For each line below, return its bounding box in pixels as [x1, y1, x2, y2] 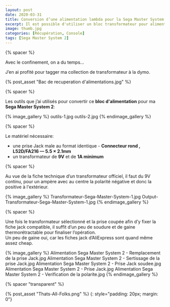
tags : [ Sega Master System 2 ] [5, 36, 69, 41]
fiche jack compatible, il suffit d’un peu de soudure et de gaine [5, 224, 136, 230]
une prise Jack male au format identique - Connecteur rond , [12, 142, 141, 149]
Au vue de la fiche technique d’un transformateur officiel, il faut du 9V [5, 173, 151, 179]
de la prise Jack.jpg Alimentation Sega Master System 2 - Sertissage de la [5, 255, 160, 261]
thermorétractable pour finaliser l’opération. [5, 229, 96, 235]
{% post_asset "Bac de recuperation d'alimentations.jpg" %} [5, 79, 132, 85]
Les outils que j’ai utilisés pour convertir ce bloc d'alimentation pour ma [5, 98, 156, 104]
